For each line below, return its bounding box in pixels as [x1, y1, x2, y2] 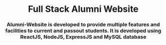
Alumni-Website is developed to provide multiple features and [6, 21, 160, 28]
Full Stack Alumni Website [27, 3, 139, 15]
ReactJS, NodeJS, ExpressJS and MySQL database [20, 34, 147, 41]
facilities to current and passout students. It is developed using [5, 27, 162, 34]
